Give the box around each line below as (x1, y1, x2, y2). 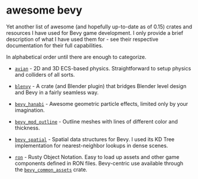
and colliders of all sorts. (14, 71, 75, 78)
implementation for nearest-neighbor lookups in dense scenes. (14, 142, 168, 149)
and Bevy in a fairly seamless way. (14, 89, 99, 96)
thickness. (14, 124, 40, 131)
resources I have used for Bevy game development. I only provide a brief (6, 29, 183, 36)
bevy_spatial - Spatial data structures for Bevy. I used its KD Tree (14, 135, 175, 142)
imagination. (14, 106, 46, 113)
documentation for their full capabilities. (6, 42, 103, 49)
